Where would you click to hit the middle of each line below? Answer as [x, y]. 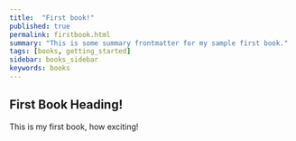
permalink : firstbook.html [60, 34]
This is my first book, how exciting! [74, 127]
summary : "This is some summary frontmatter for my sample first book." [149, 43]
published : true [40, 26]
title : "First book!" [52, 18]
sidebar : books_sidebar [54, 60]
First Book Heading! [66, 105]
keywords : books [40, 69]
